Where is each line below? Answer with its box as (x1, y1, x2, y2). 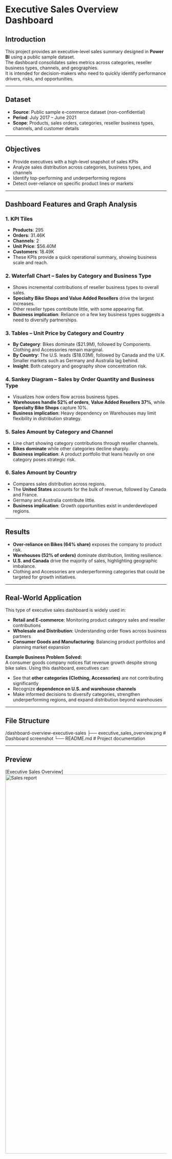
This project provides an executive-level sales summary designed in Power (5, 49, 164, 54)
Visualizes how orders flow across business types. (12, 394, 120, 400)
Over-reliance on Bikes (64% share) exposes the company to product (12, 541, 162, 547)
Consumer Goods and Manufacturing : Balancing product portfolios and (12, 639, 165, 645)
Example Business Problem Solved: (5, 654, 82, 660)
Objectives (5, 145, 41, 154)
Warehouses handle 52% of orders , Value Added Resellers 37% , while (12, 399, 165, 405)
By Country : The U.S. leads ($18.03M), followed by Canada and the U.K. (12, 352, 165, 358)
